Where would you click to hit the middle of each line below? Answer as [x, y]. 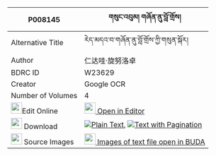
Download [41, 126]
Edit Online [40, 111]
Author [22, 60]
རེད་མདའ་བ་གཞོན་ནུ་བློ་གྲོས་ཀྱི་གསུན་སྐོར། [136, 40]
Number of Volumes [44, 96]
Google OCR [105, 84]
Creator [24, 84]
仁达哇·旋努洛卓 [110, 61]
